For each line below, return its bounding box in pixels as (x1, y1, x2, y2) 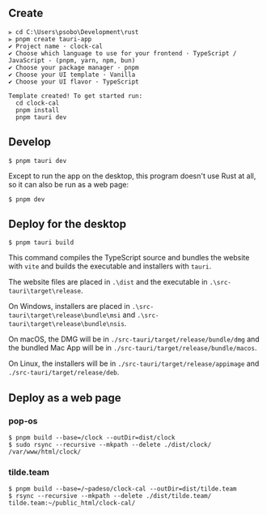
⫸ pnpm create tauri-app (8, 35, 92, 43)
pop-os (8, 415, 38, 427)
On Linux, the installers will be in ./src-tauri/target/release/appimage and (8, 358, 260, 368)
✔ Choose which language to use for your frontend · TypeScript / (8, 49, 237, 58)
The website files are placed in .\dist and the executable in (8, 277, 208, 287)
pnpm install (15, 105, 60, 114)
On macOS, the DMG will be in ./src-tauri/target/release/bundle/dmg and (8, 334, 261, 344)
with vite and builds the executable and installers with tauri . (8, 261, 212, 271)
